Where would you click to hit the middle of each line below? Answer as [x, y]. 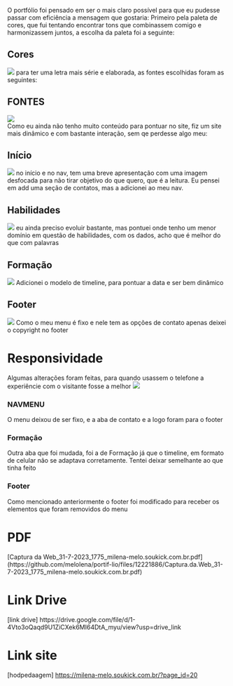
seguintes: [22, 79]
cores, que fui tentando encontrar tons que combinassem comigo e [104, 25]
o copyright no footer [38, 330]
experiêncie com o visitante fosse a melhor [69, 386]
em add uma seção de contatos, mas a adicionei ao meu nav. [96, 188]
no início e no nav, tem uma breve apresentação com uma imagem [112, 173]
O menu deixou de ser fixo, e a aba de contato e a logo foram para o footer [115, 420]
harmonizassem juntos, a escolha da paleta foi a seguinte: [91, 32]
